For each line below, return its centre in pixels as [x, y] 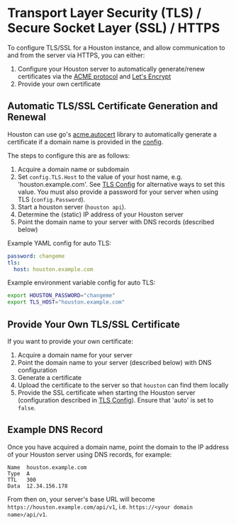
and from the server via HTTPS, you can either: [76, 55]
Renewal [27, 117]
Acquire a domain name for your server [75, 354]
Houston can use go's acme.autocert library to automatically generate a [112, 134]
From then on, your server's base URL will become [81, 499]
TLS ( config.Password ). [51, 199]
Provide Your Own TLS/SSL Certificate [94, 324]
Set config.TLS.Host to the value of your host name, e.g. [100, 177]
